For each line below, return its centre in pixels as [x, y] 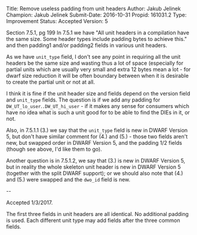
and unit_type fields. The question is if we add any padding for [83, 100]
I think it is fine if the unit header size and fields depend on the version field [98, 93]
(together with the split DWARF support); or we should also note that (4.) [95, 173]
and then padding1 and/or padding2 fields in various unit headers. [87, 45]
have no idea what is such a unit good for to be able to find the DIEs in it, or [98, 112]
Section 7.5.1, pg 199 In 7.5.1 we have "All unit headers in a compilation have [98, 33]
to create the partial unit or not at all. [50, 82]
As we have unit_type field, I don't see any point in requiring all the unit [93, 57]
